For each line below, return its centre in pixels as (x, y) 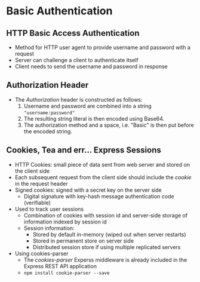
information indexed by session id (65, 222)
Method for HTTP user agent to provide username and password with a (103, 47)
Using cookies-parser (41, 253)
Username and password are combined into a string (88, 106)
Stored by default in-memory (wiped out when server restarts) (109, 234)
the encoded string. (48, 131)
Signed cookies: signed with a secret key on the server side (88, 190)
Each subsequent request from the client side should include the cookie (103, 177)
